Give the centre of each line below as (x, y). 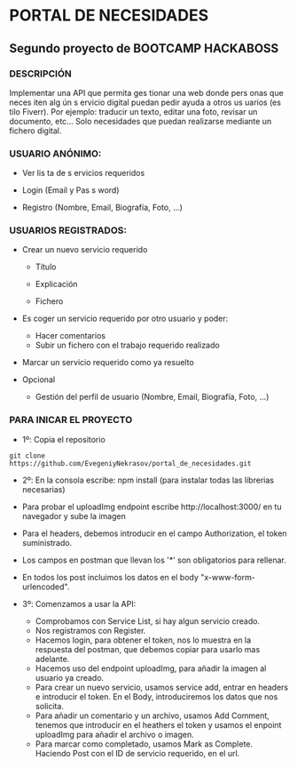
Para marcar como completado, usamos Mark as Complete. (144, 744)
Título (46, 267)
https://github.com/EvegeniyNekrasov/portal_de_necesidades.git (130, 463)
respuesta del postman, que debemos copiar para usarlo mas (148, 649)
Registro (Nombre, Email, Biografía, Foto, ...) (102, 208)
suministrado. (47, 542)
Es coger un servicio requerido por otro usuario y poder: (125, 319)
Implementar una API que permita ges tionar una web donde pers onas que (146, 92)
